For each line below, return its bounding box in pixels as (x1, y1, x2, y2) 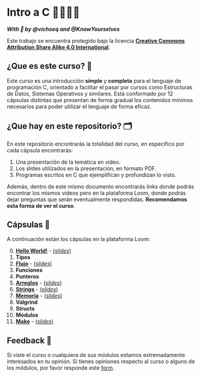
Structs (15, 305, 35, 312)
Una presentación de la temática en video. (15, 158, 121, 166)
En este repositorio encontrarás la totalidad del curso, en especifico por (7, 140, 185, 147)
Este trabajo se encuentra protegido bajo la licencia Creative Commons (7, 37, 185, 44)
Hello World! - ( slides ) (15, 247, 72, 254)
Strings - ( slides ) (15, 286, 58, 293)
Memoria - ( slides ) (15, 292, 63, 300)
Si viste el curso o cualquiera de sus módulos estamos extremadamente (7, 352, 185, 359)
